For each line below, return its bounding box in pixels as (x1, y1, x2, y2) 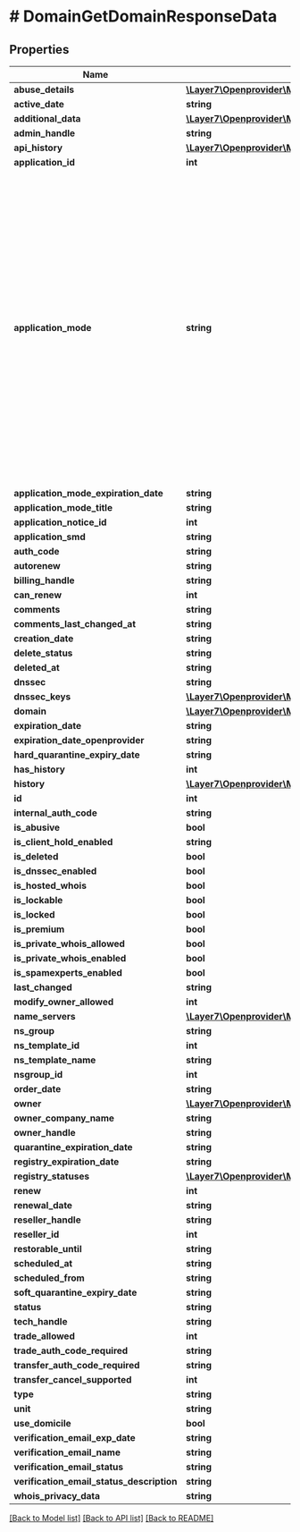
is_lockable (13, 894, 63, 906)
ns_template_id (13, 1039, 80, 1052)
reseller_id (13, 1228, 60, 1240)
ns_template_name (13, 1054, 96, 1066)
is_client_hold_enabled (13, 836, 113, 848)
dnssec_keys (13, 690, 71, 703)
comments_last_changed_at (13, 618, 137, 630)
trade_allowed (13, 1330, 76, 1342)
